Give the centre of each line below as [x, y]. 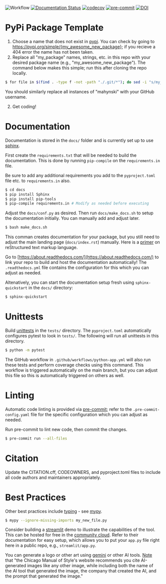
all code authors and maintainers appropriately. [53, 477]
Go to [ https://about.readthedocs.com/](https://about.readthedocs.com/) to [82, 257]
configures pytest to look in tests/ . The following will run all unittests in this [82, 335]
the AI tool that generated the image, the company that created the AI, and [81, 571]
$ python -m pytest [25, 350]
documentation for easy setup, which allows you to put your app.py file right [82, 540]
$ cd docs [15, 190]
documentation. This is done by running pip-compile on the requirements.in [83, 160]
